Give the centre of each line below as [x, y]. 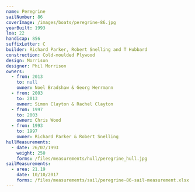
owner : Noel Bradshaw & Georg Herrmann [65, 88]
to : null [27, 83]
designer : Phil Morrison [36, 66]
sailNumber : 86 [25, 17]
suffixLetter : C [26, 44]
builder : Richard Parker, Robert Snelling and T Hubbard [77, 50]
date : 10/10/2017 [38, 175]
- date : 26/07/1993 [35, 148]
